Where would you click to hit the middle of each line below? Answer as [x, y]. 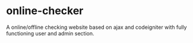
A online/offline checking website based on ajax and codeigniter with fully [96, 27]
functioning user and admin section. [50, 33]
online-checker [45, 11]
